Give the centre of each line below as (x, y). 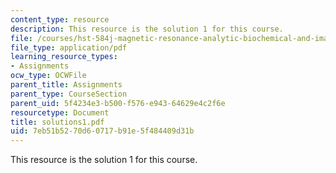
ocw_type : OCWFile (48, 76)
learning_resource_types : (64, 57)
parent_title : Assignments (66, 85)
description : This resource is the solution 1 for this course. (147, 29)
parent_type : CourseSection (69, 94)
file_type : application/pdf (69, 47)
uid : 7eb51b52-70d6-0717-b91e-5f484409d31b (102, 131)
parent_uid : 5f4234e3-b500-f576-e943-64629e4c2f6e (118, 103)
